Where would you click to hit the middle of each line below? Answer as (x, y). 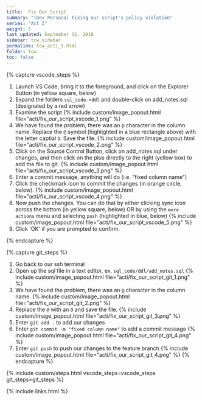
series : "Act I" (27, 23)
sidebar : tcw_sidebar (34, 40)
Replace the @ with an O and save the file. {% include (81, 309)
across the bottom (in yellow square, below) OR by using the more (97, 209)
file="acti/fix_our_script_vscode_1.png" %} (68, 119)
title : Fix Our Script (37, 12)
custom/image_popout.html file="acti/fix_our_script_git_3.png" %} (98, 316)
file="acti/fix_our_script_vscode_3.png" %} (69, 170)
